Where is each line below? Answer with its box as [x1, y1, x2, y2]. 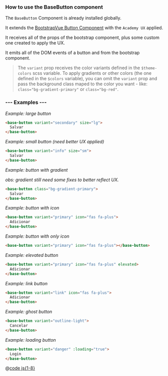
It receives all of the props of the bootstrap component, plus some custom [5, 34, 160, 41]
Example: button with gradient [5, 167, 68, 173]
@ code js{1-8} [5, 365, 35, 371]
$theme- [141, 66, 157, 71]
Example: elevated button [5, 252, 59, 258]
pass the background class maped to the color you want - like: [17, 81, 148, 87]
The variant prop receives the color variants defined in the [17, 65, 140, 71]
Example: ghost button [5, 309, 52, 315]
